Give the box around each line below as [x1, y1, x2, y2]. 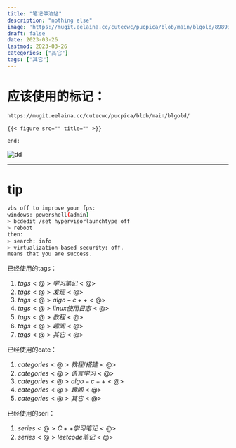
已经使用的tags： [7, 264, 58, 273]
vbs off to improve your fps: [7, 205, 96, 212]
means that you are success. [7, 250, 93, 257]
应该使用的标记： [7, 89, 107, 104]
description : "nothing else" [7, 17, 93, 24]
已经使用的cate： [7, 345, 58, 354]
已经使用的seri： [7, 409, 55, 418]
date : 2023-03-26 [7, 37, 58, 44]
